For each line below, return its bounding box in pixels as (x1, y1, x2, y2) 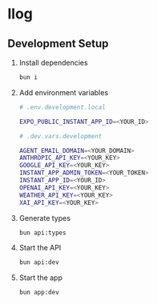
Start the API (18, 243, 62, 253)
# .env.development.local (18, 103, 106, 111)
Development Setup (7, 37, 109, 50)
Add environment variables (18, 87, 109, 97)
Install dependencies (18, 58, 89, 67)
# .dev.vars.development (18, 132, 103, 140)
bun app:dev (18, 289, 59, 297)
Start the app (18, 273, 63, 282)
